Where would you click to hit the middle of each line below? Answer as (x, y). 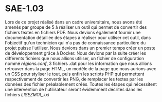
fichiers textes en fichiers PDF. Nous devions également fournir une (73, 32)
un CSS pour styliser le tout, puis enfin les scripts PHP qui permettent (75, 74)
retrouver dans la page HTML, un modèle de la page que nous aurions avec (81, 68)
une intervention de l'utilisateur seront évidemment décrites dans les (74, 89)
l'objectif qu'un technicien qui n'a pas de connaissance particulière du (75, 42)
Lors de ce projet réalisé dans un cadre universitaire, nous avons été (74, 22)
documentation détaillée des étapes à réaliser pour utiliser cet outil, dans (78, 38)
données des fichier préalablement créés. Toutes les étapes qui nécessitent (81, 84)
